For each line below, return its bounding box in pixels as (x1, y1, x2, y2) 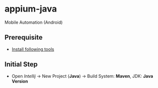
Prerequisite (4, 33, 43, 42)
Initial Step (4, 60, 38, 69)
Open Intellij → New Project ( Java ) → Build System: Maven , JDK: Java (11, 73, 153, 79)
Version (11, 78, 28, 84)
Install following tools (11, 46, 55, 52)
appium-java (4, 3, 57, 15)
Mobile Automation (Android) (4, 19, 63, 25)
